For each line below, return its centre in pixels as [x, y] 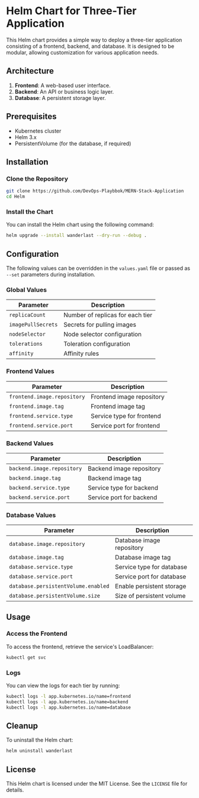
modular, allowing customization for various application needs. [82, 52]
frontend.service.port [41, 425]
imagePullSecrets [33, 325]
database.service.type [41, 567]
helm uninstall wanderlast [39, 751]
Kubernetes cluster [38, 131]
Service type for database [151, 567]
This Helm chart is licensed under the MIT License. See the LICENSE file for [97, 784]
